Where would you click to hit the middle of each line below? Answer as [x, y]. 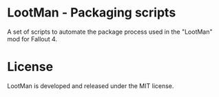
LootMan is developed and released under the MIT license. [91, 86]
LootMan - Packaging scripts [92, 13]
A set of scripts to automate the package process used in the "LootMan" [110, 32]
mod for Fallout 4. [32, 39]
